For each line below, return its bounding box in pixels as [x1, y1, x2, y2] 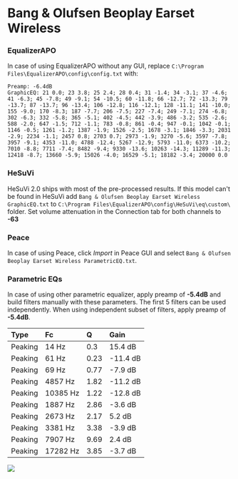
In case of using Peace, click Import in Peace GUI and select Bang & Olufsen [7, 249, 232, 257]
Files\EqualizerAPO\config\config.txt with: [7, 69, 139, 78]
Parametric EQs [7, 274, 63, 284]
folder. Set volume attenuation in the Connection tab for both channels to [7, 207, 222, 215]
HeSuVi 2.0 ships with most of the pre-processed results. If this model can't [7, 184, 230, 193]
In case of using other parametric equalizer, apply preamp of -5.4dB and [7, 290, 221, 299]
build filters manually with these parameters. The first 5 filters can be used [7, 298, 227, 307]
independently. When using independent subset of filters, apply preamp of [7, 305, 227, 314]
